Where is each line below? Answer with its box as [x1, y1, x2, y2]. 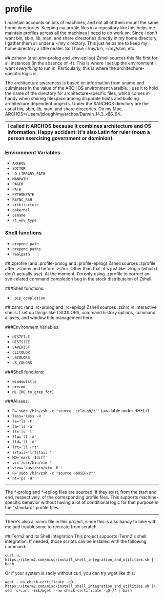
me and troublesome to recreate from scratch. [5, 523, 98, 530]
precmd [12, 384, 26, 389]
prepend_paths [12, 246, 41, 252]
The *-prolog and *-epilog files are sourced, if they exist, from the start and [5, 489, 157, 495]
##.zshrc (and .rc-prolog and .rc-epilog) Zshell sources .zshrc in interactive [5, 304, 157, 310]
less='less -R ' [12, 414, 45, 419]
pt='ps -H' [12, 476, 35, 481]
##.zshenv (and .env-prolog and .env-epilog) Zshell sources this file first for [5, 55, 158, 60]
